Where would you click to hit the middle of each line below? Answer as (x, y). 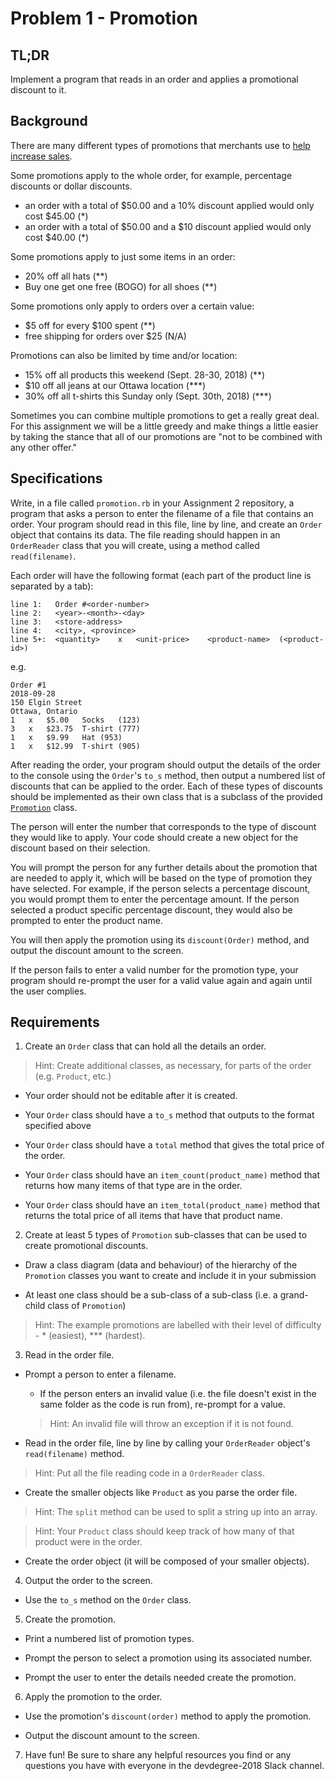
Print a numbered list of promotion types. (109, 1639)
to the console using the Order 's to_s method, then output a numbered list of (168, 775)
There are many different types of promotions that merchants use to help (160, 145)
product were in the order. (88, 1542)
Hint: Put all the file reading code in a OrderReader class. (149, 1473)
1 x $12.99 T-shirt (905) (75, 746)
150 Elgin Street (46, 702)
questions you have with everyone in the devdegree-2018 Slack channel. (174, 1766)
